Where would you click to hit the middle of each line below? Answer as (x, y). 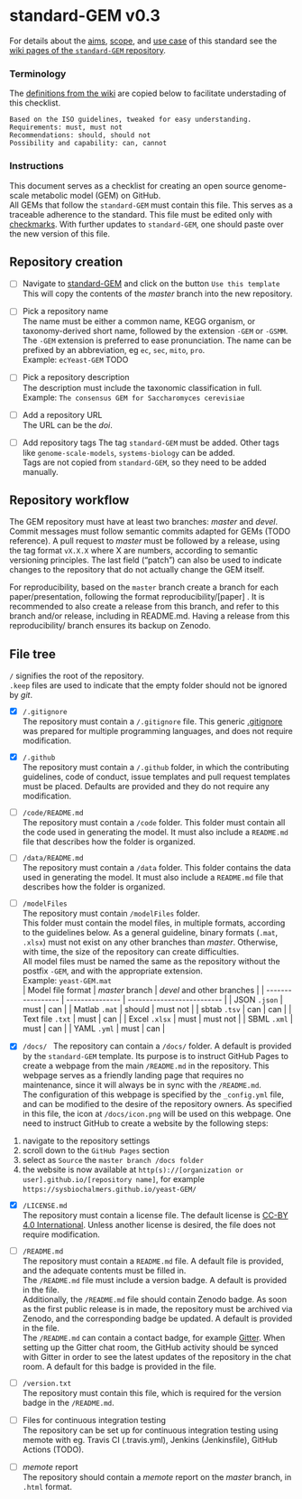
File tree (32, 654)
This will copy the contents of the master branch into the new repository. (157, 293)
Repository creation (66, 261)
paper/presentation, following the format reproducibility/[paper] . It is (137, 597)
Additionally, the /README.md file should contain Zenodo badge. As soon (154, 1299)
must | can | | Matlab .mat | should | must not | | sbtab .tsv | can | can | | (157, 1010)
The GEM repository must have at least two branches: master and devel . (144, 522)
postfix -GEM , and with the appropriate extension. (112, 971)
